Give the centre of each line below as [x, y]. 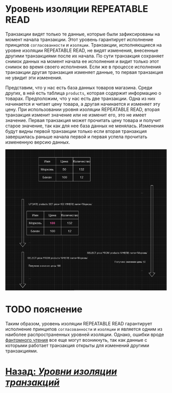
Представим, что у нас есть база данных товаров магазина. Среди [79, 87]
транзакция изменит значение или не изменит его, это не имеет [76, 115]
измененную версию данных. [38, 142]
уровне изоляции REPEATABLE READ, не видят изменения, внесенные [82, 50]
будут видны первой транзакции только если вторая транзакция [76, 131]
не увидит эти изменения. [34, 77]
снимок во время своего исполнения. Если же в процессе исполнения [83, 67]
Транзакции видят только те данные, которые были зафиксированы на [83, 34]
